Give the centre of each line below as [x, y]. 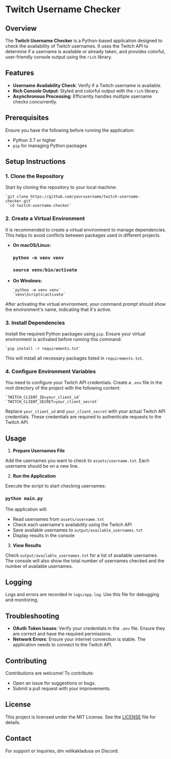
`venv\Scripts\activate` [39, 294]
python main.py [24, 499]
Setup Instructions [35, 162]
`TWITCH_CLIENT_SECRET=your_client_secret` [52, 402]
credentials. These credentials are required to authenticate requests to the [83, 417]
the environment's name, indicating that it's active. [58, 309]
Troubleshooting [32, 616]
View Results [27, 545]
